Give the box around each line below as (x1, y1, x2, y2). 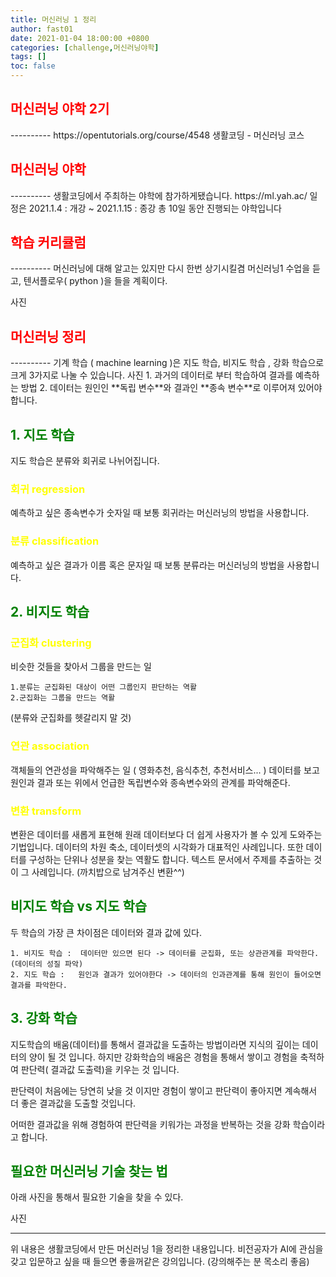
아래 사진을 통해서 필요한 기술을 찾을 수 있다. (10, 1191, 184, 1203)
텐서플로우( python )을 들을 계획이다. (23, 275, 168, 287)
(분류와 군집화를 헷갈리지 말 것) (10, 712, 132, 724)
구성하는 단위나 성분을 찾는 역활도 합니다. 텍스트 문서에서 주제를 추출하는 (28, 853, 312, 865)
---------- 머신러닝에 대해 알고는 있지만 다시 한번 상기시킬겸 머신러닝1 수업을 (10, 262, 311, 275)
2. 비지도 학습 (10, 604, 90, 621)
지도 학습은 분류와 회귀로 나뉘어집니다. (10, 455, 160, 467)
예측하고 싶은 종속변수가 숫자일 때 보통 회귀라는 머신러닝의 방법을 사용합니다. (10, 507, 310, 519)
